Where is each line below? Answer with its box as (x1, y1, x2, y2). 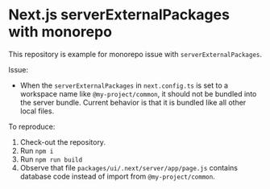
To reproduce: (8, 121, 56, 131)
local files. (19, 106, 55, 116)
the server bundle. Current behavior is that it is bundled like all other (19, 97, 247, 107)
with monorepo (8, 23, 113, 41)
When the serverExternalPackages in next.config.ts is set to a (19, 80, 228, 90)
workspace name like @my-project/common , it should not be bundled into (19, 88, 257, 98)
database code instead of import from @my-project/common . (19, 171, 215, 181)
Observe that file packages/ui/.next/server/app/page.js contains (19, 162, 238, 172)
